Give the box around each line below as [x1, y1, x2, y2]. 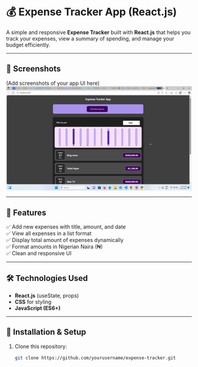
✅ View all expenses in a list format [6, 230, 92, 237]
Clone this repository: [14, 343, 67, 350]
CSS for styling [14, 298, 52, 305]
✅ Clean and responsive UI [6, 250, 72, 257]
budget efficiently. [6, 41, 51, 48]
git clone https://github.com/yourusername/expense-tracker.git [14, 355, 176, 361]
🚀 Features [6, 207, 47, 217]
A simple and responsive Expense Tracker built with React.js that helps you [6, 28, 191, 36]
